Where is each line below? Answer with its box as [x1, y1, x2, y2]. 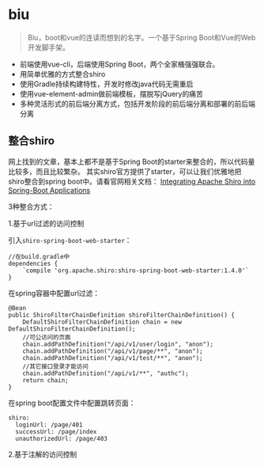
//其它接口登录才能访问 [22, 362, 89, 370]
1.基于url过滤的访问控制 [8, 218, 85, 228]
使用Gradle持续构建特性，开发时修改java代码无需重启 [19, 79, 194, 89]
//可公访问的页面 [22, 333, 71, 341]
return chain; [22, 376, 69, 385]
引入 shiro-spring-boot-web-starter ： [8, 235, 132, 244]
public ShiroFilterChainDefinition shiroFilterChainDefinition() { [8, 311, 236, 319]
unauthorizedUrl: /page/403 [15, 434, 108, 442]
